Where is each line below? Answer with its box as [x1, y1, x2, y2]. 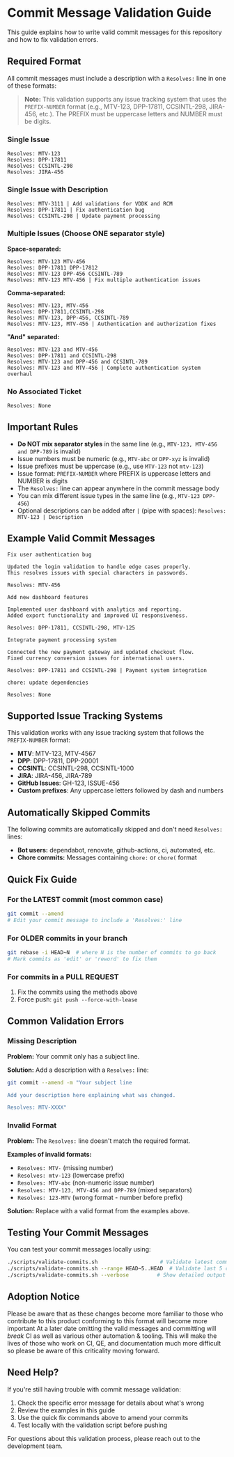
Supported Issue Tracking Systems [7, 710, 164, 722]
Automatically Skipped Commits [7, 807, 151, 818]
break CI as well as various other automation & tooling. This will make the [7, 1332, 217, 1340]
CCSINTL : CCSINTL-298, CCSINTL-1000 [17, 764, 134, 772]
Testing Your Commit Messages [7, 1226, 149, 1238]
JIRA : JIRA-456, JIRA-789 [17, 772, 93, 780]
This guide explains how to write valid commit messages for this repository [7, 28, 222, 36]
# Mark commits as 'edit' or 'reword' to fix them [7, 956, 157, 963]
